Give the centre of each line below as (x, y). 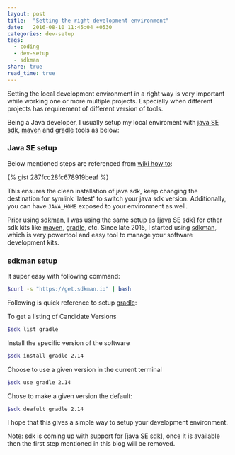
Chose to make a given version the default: (70, 396)
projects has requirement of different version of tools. (85, 108)
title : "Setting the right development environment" (88, 21)
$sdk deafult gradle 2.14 (45, 409)
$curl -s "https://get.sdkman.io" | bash (69, 289)
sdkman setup (33, 261)
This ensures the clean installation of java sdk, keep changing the (103, 191)
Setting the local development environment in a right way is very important (116, 94)
